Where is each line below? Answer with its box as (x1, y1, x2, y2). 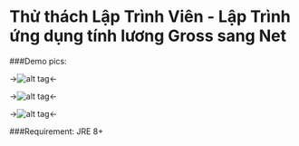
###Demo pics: (9, 55, 67, 66)
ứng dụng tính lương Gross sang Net (9, 25, 287, 46)
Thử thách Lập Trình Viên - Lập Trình (9, 6, 292, 27)
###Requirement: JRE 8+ (9, 125, 104, 137)
